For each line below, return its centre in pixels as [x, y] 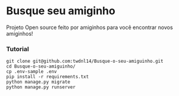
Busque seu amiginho [61, 11]
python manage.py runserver [41, 87]
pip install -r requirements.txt [48, 77]
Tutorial [18, 49]
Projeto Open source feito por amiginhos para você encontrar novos [90, 27]
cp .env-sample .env [32, 72]
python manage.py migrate [38, 82]
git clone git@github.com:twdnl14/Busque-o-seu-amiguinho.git [85, 61]
